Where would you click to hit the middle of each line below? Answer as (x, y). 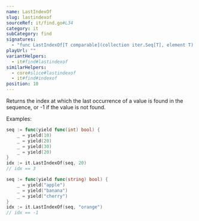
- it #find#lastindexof (40, 62)
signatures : (21, 39)
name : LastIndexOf (29, 12)
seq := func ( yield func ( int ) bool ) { (53, 130)
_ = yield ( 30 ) (34, 146)
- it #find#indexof (35, 78)
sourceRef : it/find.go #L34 (40, 23)
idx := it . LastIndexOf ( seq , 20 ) (46, 163)
